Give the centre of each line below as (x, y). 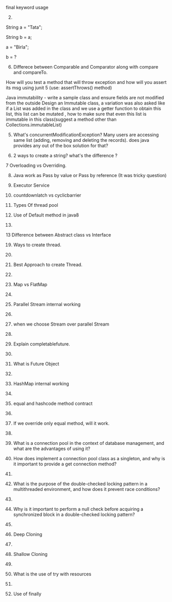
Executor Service (31, 185)
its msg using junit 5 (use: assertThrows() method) (59, 88)
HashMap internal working (41, 384)
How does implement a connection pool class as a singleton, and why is (89, 458)
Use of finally (27, 594)
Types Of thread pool (36, 205)
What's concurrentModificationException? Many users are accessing (86, 135)
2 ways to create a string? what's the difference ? (65, 155)
